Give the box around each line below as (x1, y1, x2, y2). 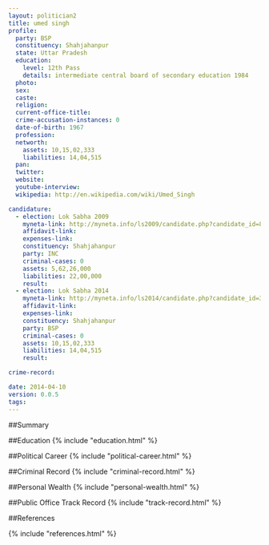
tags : (8, 398, 26, 406)
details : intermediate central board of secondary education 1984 (22, 71, 249, 79)
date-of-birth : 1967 (15, 123, 84, 131)
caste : (15, 94, 38, 102)
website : (15, 176, 45, 184)
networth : (15, 138, 48, 147)
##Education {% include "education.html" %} (8, 435, 158, 445)
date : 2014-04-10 (8, 383, 66, 391)
